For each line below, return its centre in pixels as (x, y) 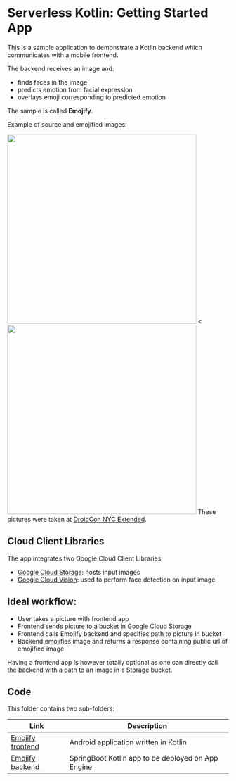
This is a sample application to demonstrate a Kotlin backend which (105, 47)
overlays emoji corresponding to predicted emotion (92, 97)
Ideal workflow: (42, 602)
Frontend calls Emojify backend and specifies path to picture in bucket (119, 633)
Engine (81, 767)
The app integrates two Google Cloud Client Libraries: (85, 558)
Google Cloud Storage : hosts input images (79, 572)
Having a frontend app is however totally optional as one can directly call (113, 662)
